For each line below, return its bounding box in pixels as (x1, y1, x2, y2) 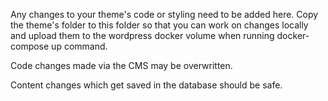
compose (10, 40, 50, 52)
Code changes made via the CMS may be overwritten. (10, 60, 233, 71)
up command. (51, 40, 108, 52)
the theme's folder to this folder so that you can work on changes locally (10, 19, 309, 31)
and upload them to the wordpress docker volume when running (10, 30, 275, 41)
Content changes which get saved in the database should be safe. (10, 79, 283, 91)
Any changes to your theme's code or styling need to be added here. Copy (10, 9, 319, 20)
